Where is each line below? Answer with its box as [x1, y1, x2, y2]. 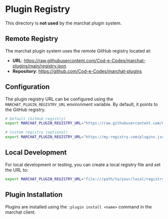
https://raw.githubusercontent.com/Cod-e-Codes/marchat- [23, 57, 146, 63]
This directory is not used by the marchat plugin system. [5, 20, 122, 26]
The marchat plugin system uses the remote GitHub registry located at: [5, 47, 151, 53]
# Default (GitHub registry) [5, 116, 66, 121]
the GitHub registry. [5, 106, 46, 112]
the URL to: [5, 166, 28, 173]
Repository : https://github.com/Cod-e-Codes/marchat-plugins [12, 68, 142, 74]
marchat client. [5, 209, 36, 215]
